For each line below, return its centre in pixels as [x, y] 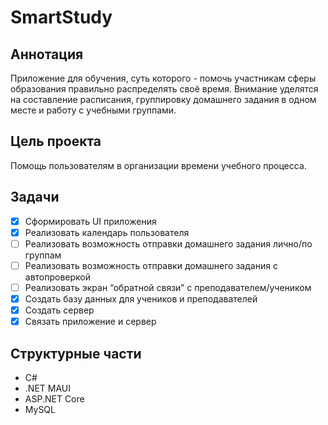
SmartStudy [61, 17]
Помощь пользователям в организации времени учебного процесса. [158, 165]
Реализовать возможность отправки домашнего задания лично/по [168, 243]
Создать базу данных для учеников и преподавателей [141, 298]
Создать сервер [59, 310]
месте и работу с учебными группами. [93, 110]
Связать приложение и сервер [90, 322]
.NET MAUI [47, 388]
